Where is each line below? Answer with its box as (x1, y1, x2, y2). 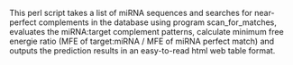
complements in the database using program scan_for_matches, (38, 17, 278, 28)
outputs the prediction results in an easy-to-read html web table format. (9, 45, 276, 56)
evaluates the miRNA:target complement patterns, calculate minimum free (9, 27, 284, 37)
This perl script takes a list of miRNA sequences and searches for (9, 8, 252, 18)
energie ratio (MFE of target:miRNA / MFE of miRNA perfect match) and (9, 36, 275, 46)
